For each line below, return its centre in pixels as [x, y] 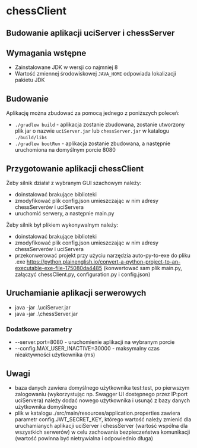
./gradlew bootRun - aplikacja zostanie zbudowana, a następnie [93, 143]
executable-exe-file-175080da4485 [58, 268]
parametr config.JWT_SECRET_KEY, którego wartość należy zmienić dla [103, 419]
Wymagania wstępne [46, 53]
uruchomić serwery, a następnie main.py [64, 214]
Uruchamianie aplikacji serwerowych [76, 293]
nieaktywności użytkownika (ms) [55, 355]
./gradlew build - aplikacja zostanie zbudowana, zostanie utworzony [100, 125]
